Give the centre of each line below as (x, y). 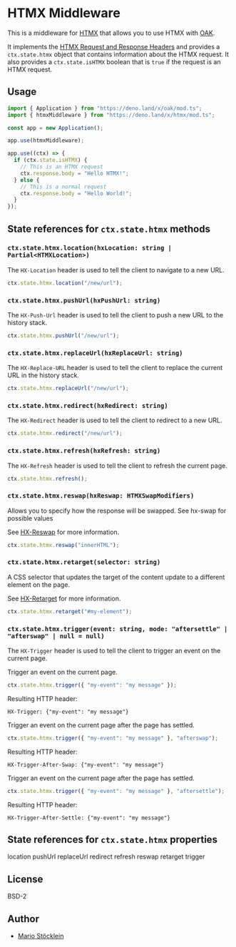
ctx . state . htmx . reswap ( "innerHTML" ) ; (63, 545)
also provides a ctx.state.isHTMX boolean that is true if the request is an (114, 61)
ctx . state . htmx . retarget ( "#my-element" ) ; (70, 611)
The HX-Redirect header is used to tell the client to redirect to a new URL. (115, 420)
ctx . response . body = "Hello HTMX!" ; (75, 173)
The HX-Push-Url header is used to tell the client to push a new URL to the (116, 314)
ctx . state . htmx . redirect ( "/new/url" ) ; (65, 434)
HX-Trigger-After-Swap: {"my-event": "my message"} (86, 764)
